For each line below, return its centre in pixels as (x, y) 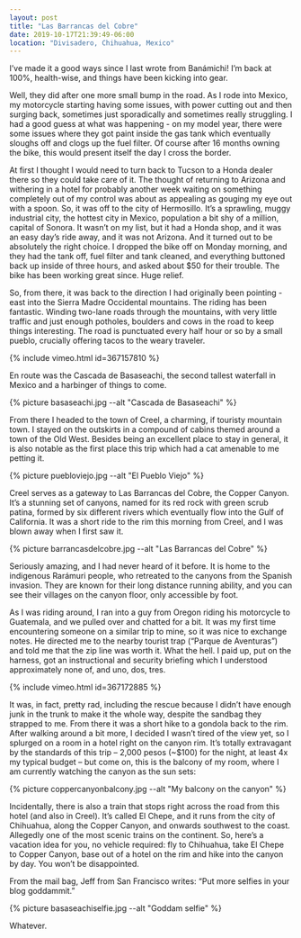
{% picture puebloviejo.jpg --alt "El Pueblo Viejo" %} (107, 476)
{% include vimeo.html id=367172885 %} (85, 687)
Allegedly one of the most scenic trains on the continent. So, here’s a (137, 835)
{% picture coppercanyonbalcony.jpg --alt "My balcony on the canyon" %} (148, 789)
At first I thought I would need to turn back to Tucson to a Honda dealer (141, 170)
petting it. (27, 458)
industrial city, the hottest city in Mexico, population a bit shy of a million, (144, 218)
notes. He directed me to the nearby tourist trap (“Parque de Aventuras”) (144, 641)
